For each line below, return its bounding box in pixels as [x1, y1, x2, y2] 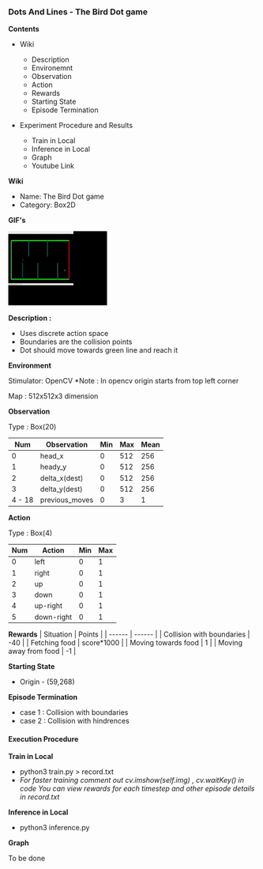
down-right [34, 612, 73, 622]
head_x [39, 452, 64, 461]
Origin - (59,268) [19, 677, 75, 686]
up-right [34, 601, 63, 610]
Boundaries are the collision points [19, 337, 133, 346]
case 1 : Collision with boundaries [19, 708, 129, 717]
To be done [8, 853, 46, 863]
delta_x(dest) [39, 473, 84, 482]
